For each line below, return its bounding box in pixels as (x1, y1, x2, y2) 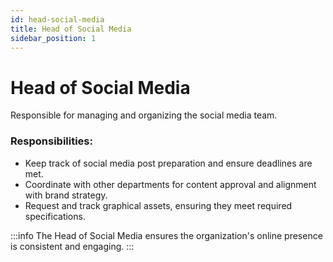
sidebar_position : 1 (10, 33, 97, 43)
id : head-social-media (10, 14, 105, 25)
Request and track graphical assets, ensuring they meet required (24, 199, 293, 211)
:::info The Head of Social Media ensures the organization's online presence (10, 229, 323, 241)
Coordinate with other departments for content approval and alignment (24, 178, 317, 190)
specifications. (24, 210, 86, 222)
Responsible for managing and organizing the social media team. (10, 109, 278, 121)
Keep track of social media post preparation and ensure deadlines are (24, 157, 313, 169)
